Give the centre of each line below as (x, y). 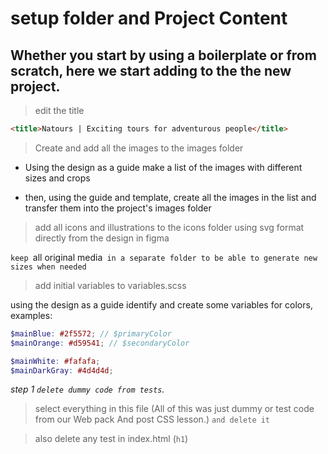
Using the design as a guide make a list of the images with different (163, 167)
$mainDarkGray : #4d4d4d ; (62, 370)
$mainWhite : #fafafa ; (55, 361)
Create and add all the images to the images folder (139, 148)
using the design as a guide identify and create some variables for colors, (161, 304)
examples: (31, 315)
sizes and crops (57, 178)
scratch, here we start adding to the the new (151, 70)
